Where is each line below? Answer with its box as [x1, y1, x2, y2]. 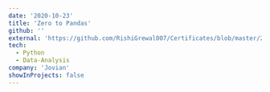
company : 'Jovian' [8, 64, 70, 72]
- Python [15, 49, 45, 57]
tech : [8, 42, 27, 50]
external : [8, 34, 42, 42]
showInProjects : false [8, 71, 84, 79]
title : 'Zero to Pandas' [8, 19, 92, 27]
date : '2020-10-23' [8, 11, 74, 20]
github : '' [8, 26, 45, 34]
